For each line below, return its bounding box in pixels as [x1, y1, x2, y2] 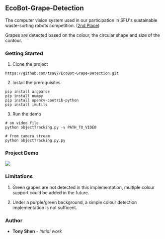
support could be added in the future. [12, 189, 89, 196]
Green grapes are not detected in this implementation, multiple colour [12, 184, 155, 190]
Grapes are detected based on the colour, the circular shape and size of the [5, 32, 161, 38]
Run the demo [12, 111, 41, 117]
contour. [5, 37, 22, 43]
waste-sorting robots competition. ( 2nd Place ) [5, 22, 100, 28]
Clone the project [12, 61, 48, 67]
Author [5, 217, 23, 224]
